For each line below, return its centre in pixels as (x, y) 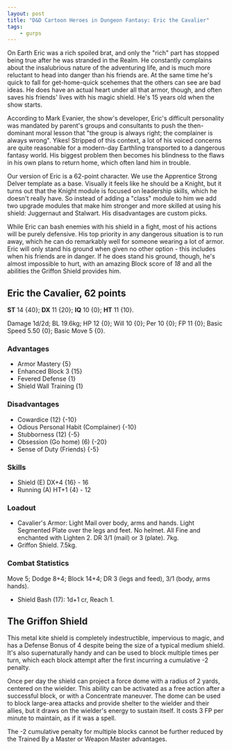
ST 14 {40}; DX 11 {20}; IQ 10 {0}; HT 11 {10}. (71, 310)
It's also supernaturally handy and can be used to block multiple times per (113, 653)
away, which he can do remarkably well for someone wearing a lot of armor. (116, 242)
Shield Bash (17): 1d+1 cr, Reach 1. (66, 599)
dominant (21, 133)
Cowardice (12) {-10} (47, 420)
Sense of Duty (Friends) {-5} (58, 449)
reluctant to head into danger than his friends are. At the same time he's (110, 75)
